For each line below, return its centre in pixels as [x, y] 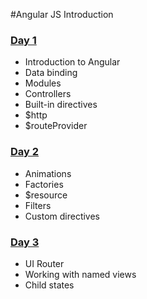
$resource [46, 195]
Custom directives [62, 216]
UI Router [44, 263]
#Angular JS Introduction [62, 14]
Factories [44, 184]
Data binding [51, 73]
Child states [49, 285]
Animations [48, 173]
